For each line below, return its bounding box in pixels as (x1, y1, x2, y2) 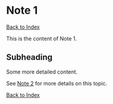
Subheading (6, 52, 53, 63)
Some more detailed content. (6, 68, 78, 75)
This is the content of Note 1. (6, 35, 77, 42)
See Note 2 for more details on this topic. (6, 79, 108, 87)
